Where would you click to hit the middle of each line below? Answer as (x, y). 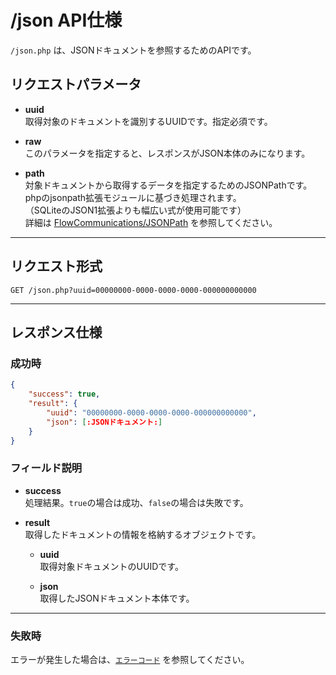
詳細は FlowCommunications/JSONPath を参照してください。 (151, 222)
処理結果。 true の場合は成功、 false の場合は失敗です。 (136, 502)
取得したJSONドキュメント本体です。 (117, 598)
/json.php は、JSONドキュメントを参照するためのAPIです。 (133, 50)
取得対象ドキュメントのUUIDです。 (111, 566)
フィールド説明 (46, 468)
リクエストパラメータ (76, 84)
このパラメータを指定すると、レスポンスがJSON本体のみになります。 (167, 153)
